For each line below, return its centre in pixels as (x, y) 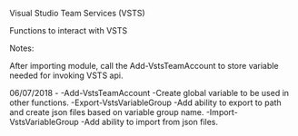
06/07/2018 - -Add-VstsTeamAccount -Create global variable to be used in (149, 93)
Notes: (22, 48)
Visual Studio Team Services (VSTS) (77, 13)
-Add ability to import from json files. (149, 122)
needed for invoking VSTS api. (66, 75)
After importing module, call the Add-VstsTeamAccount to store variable (144, 66)
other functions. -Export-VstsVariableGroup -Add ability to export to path (145, 102)
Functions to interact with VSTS (69, 30)
